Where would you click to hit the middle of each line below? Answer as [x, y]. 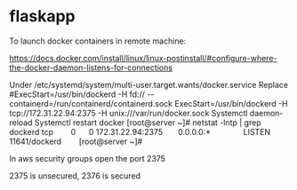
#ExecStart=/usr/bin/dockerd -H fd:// [77, 94]
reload [21, 123]
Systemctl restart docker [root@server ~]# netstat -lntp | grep [148, 123]
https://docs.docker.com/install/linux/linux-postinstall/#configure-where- [143, 58]
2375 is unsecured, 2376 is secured [75, 176]
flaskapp [42, 16]
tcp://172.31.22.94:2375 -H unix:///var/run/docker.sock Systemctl [128, 113]
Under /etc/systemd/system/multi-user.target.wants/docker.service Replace [149, 84]
